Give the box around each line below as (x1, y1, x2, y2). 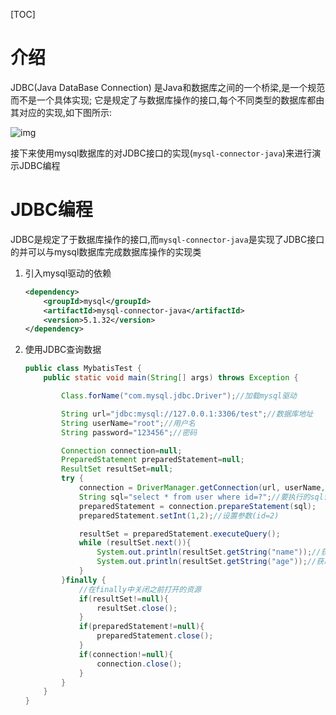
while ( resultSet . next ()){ (78, 538, 192, 548)
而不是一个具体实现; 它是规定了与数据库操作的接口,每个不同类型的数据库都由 (10, 94, 325, 106)
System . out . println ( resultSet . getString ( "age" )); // (96, 557, 317, 567)
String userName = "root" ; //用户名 (61, 418, 196, 428)
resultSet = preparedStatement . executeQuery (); (78, 529, 281, 539)
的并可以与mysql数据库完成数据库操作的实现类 (10, 245, 202, 258)
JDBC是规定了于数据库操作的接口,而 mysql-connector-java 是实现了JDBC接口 (10, 233, 325, 245)
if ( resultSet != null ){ (78, 594, 169, 604)
